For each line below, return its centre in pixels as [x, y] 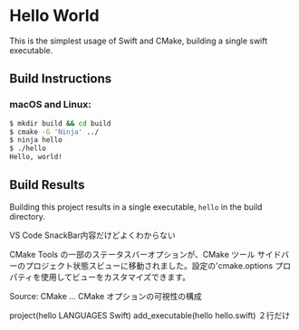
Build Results [47, 185]
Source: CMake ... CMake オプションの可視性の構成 [106, 296]
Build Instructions [61, 79]
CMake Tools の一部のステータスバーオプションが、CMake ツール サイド [145, 254]
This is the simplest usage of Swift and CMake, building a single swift [139, 41]
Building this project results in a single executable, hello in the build [136, 207]
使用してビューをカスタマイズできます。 [115, 277]
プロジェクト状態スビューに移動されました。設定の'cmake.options [149, 265]
